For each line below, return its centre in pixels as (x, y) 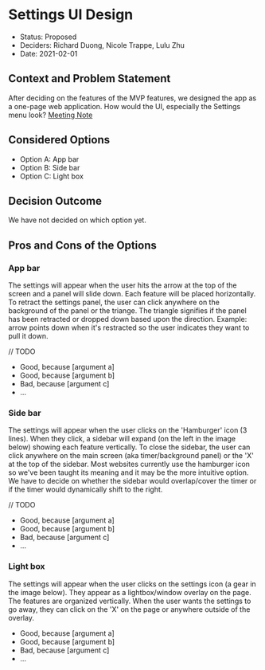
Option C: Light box (51, 176)
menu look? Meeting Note (51, 115)
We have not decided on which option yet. (78, 220)
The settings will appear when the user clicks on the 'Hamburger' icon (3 (128, 430)
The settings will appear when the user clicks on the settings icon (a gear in (132, 584)
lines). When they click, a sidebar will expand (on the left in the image (122, 439)
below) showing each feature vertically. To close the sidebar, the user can (129, 447)
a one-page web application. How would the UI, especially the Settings (125, 106)
